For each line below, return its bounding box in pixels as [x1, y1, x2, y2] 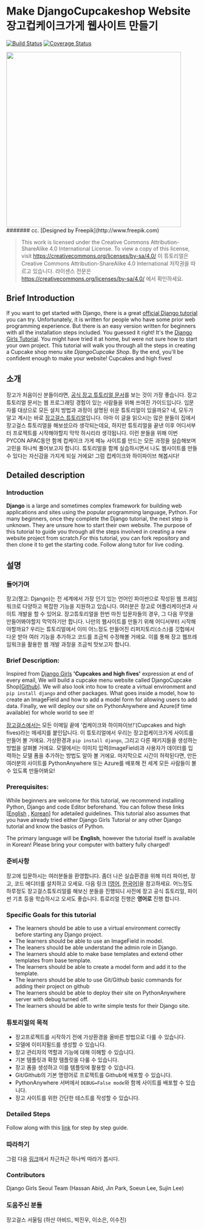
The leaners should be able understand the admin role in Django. [15, 944, 178, 951]
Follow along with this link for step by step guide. [6, 1124, 129, 1131]
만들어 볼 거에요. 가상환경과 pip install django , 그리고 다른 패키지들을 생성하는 [6, 737, 198, 744]
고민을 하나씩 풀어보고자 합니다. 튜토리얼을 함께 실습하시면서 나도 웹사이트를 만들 [6, 444, 198, 452]
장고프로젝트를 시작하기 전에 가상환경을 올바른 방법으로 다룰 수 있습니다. [15, 1033, 186, 1041]
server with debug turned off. [15, 996, 89, 1003]
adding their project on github [15, 983, 90, 990]
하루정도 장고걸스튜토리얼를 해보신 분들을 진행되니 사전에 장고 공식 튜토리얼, [6, 887, 186, 894]
